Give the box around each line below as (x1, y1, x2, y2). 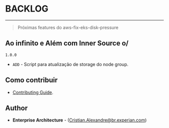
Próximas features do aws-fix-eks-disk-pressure (17, 24, 119, 30)
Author (5, 104, 28, 112)
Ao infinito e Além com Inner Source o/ (5, 39, 129, 48)
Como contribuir (5, 76, 58, 85)
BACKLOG (5, 3, 49, 15)
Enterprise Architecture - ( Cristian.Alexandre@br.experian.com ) (12, 117, 147, 123)
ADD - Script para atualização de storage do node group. (12, 61, 129, 67)
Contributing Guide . (12, 89, 54, 95)
